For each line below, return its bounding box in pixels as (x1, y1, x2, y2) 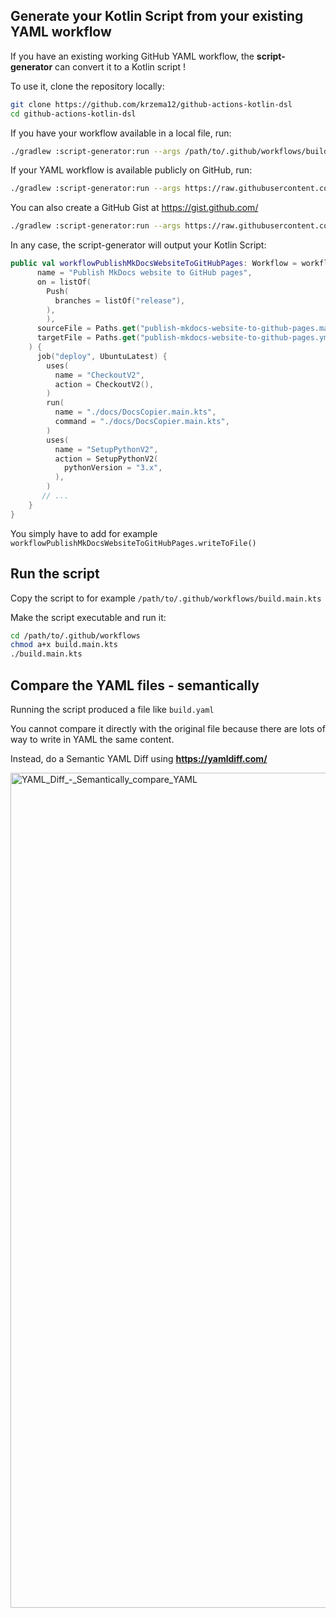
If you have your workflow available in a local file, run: (10, 127, 232, 139)
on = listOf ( (36, 277, 92, 287)
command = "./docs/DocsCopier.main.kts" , (54, 417, 230, 427)
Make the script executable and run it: (10, 611, 167, 623)
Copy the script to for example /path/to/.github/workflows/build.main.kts (10, 592, 322, 604)
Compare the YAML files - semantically (10, 677, 260, 694)
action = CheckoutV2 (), (54, 379, 155, 389)
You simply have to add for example (10, 527, 158, 539)
